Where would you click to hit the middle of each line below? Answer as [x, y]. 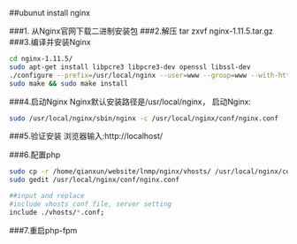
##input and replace [47, 196]
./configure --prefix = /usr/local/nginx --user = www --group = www [128, 75]
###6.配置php [35, 155]
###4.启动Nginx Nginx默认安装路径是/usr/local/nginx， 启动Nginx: [130, 102]
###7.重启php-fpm [43, 230]
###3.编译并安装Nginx [50, 42]
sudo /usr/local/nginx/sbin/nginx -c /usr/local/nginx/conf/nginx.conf [144, 118]
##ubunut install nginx [50, 13]
